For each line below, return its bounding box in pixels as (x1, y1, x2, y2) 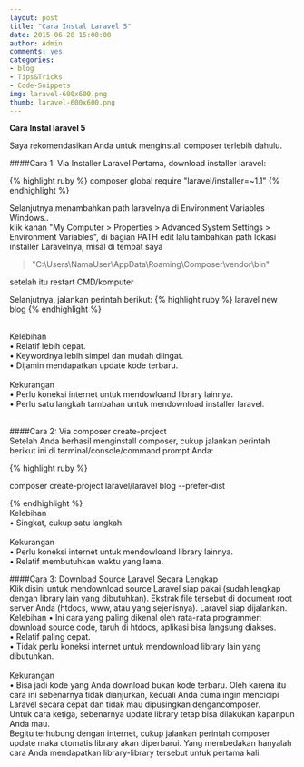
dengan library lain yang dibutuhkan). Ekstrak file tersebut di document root (9, 593, 293, 604)
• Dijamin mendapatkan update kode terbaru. (9, 360, 179, 371)
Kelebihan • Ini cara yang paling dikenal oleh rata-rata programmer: (9, 613, 262, 623)
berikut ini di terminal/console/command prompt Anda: (9, 445, 214, 456)
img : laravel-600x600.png (9, 89, 107, 98)
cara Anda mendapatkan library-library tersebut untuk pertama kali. (9, 747, 261, 759)
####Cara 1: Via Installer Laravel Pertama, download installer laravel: (9, 158, 266, 169)
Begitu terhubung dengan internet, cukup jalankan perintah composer (9, 728, 270, 739)
